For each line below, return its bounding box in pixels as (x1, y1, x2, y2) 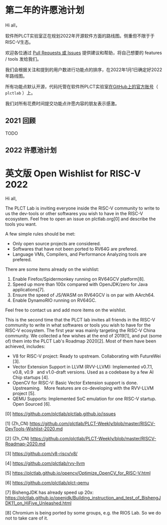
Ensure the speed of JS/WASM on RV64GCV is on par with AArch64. (12, 292, 155, 298)
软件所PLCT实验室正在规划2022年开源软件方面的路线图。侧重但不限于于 (5, 33, 155, 39)
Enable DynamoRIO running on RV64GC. (12, 297, 97, 303)
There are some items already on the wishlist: (5, 266, 99, 272)
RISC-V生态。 (5, 39, 34, 45)
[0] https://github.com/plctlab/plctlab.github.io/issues (5, 411, 116, 417)
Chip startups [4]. (12, 375, 49, 381)
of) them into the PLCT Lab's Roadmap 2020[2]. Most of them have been (5, 338, 156, 344)
